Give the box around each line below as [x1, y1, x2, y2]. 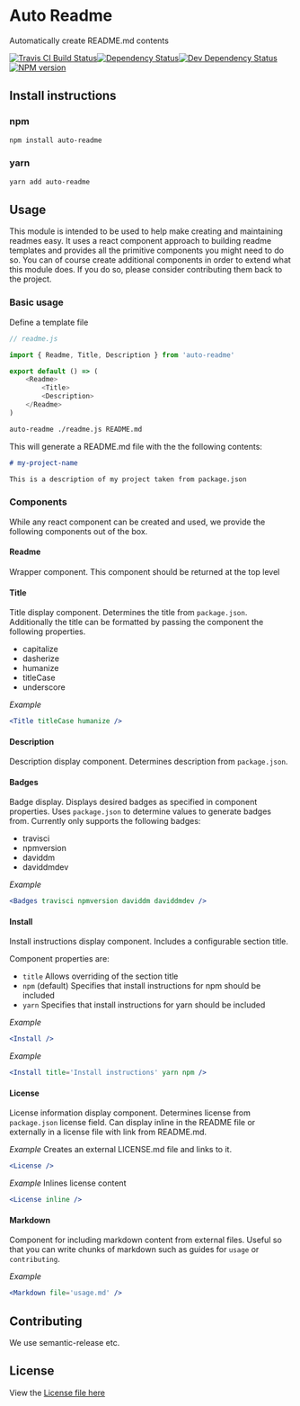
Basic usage [9, 296, 65, 309]
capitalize [22, 644, 58, 655]
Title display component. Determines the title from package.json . [9, 607, 248, 618]
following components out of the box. [9, 525, 148, 536]
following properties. [9, 626, 86, 637]
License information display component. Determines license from [9, 1107, 251, 1118]
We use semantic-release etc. [9, 1338, 120, 1348]
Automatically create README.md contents [9, 35, 169, 46]
